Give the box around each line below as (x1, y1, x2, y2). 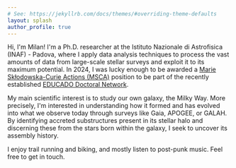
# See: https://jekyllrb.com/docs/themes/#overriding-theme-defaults (7, 10, 218, 18)
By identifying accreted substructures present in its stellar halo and (7, 116, 203, 125)
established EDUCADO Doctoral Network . (7, 80, 129, 89)
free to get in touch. (7, 152, 65, 161)
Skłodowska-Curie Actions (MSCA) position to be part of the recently (7, 73, 209, 81)
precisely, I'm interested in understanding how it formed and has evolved (7, 102, 220, 110)
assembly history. (7, 131, 59, 140)
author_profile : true (7, 23, 72, 30)
